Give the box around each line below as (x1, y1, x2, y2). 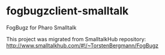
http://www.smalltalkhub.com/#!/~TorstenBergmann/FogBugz (6, 42, 159, 49)
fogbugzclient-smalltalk (6, 4, 129, 18)
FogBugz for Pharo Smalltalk (6, 24, 77, 31)
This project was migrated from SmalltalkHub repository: (6, 35, 146, 42)
